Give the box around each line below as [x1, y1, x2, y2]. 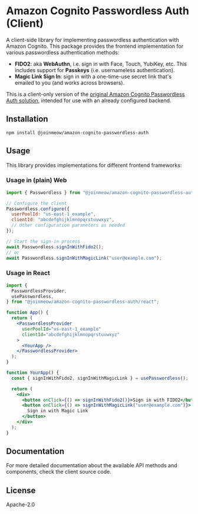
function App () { [6, 309, 49, 316]
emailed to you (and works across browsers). [14, 79, 125, 86]
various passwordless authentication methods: [6, 49, 120, 56]
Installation [6, 114, 48, 124]
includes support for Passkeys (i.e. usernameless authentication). [14, 66, 175, 73]
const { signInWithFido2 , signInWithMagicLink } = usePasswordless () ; [11, 375, 189, 381]
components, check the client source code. [6, 468, 112, 476]
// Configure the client [6, 200, 67, 206]
